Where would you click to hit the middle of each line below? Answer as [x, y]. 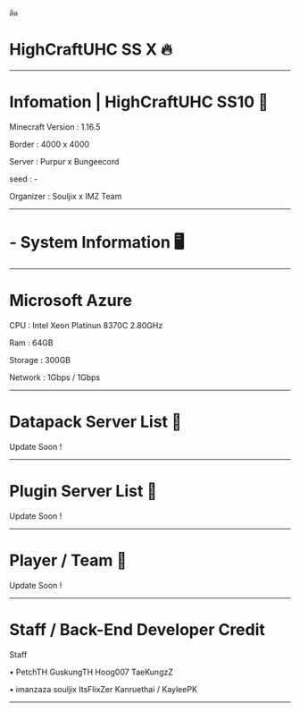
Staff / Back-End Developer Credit [137, 629]
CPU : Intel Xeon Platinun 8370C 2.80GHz [86, 325]
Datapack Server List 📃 [96, 422]
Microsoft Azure [71, 301]
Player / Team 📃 [68, 560]
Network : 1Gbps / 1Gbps [55, 377]
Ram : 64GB [31, 343]
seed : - [24, 179]
